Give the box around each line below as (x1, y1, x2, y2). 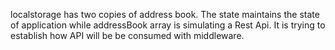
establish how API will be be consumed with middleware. (10, 30, 245, 41)
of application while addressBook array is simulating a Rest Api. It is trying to (10, 19, 326, 31)
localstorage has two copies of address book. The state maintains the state (10, 9, 320, 20)
